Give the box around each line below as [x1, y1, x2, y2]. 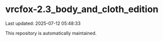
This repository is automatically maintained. [5, 30, 97, 36]
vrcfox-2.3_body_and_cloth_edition [5, 4, 159, 15]
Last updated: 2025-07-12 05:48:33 [5, 20, 81, 26]
